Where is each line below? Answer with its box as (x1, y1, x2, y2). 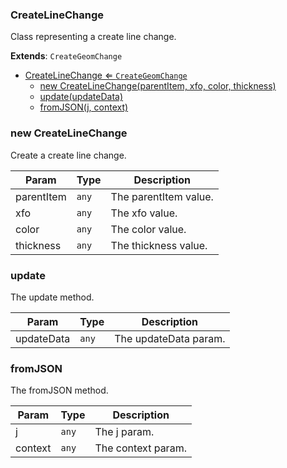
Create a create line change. (10, 149, 127, 161)
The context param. (94, 441, 187, 455)
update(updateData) (39, 91, 124, 103)
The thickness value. (110, 238, 208, 252)
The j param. (94, 425, 155, 439)
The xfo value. (110, 206, 178, 220)
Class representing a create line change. (10, 31, 177, 43)
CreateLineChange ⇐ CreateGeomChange (24, 69, 188, 82)
